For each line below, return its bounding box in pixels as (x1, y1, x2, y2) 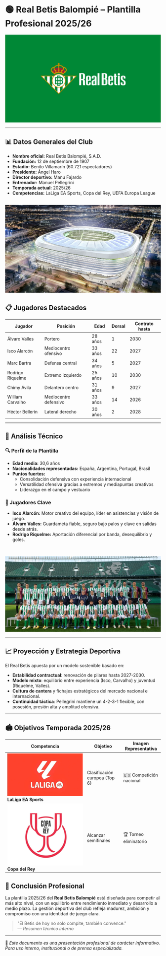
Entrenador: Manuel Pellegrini (12, 180, 74, 186)
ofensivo (44, 350, 62, 356)
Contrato (134, 321, 154, 327)
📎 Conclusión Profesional (5, 882, 84, 890)
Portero (44, 336, 60, 341)
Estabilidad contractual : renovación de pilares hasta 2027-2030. (12, 672, 146, 678)
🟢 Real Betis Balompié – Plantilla (5, 4, 141, 15)
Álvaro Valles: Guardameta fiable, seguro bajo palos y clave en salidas (12, 521, 157, 527)
